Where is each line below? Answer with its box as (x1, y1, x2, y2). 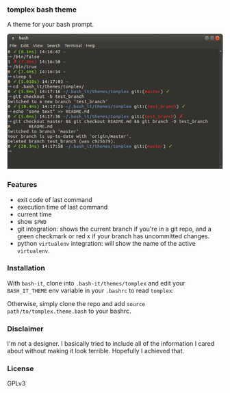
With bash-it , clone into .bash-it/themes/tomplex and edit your (7, 279, 186, 287)
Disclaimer (7, 324, 44, 333)
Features (7, 180, 38, 190)
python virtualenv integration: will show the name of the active (16, 239, 196, 247)
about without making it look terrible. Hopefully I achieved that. (7, 347, 185, 355)
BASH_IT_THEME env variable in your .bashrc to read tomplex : (7, 286, 175, 294)
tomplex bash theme (7, 5, 77, 14)
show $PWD (16, 217, 47, 225)
